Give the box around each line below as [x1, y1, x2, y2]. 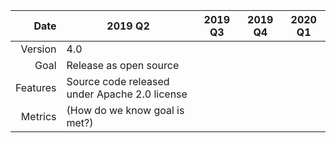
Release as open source [66, 59, 180, 72]
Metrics [20, 110, 57, 123]
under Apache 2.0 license [66, 87, 188, 101]
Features [15, 81, 57, 94]
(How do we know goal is [66, 104, 185, 117]
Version [20, 42, 57, 56]
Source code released [66, 75, 170, 88]
